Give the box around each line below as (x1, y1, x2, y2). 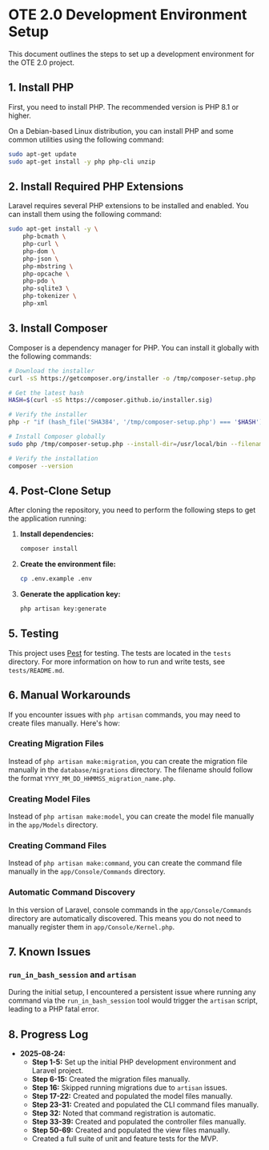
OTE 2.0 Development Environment (8, 6, 247, 24)
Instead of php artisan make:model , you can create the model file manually (8, 811, 255, 822)
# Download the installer (8, 367, 94, 375)
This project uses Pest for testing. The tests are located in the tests (8, 648, 231, 657)
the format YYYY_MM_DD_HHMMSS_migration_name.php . (8, 773, 176, 782)
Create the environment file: (19, 559, 116, 569)
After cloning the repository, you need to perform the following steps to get (8, 505, 256, 515)
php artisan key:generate (19, 605, 106, 613)
